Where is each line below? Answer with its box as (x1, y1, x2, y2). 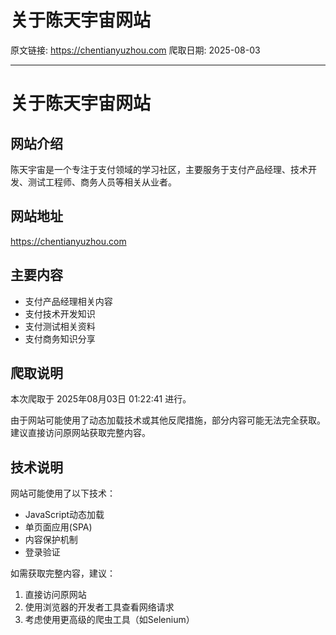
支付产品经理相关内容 (24, 295, 113, 307)
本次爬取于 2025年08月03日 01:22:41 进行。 (10, 393, 192, 405)
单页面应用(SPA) (24, 521, 93, 533)
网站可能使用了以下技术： (10, 487, 116, 500)
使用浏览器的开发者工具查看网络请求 (24, 601, 175, 613)
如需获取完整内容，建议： (10, 567, 116, 580)
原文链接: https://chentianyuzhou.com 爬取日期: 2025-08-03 (10, 44, 261, 56)
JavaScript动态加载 (24, 509, 105, 521)
